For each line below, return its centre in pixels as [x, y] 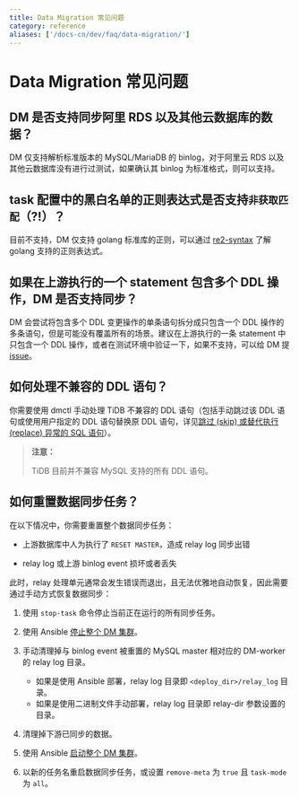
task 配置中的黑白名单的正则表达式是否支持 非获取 [144, 200]
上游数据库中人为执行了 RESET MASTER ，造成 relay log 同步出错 [136, 544]
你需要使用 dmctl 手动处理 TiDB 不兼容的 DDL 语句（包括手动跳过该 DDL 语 [147, 410]
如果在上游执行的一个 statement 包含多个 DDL [137, 282]
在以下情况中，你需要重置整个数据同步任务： [92, 525]
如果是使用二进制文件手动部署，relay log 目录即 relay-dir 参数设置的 [161, 703]
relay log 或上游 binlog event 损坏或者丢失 [99, 563]
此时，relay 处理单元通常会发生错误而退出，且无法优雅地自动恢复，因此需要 [149, 582]
